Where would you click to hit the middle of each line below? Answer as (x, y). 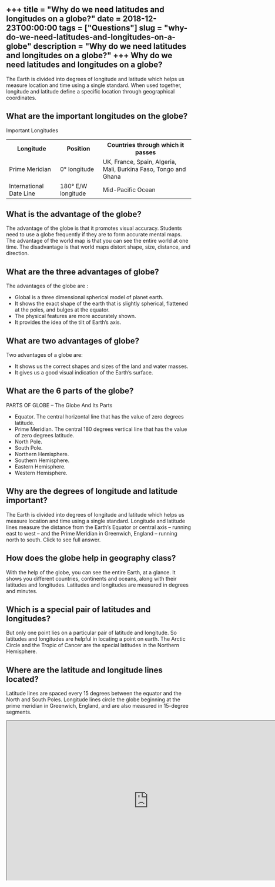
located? (23, 679)
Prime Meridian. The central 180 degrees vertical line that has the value (101, 429)
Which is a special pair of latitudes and (78, 609)
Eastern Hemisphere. (40, 466)
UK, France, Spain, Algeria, (140, 162)
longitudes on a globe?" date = (64, 19)
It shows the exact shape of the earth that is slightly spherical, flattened (101, 304)
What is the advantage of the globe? (74, 214)
